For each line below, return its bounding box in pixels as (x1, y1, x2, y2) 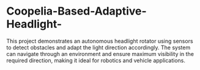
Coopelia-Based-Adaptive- (6, 4, 147, 18)
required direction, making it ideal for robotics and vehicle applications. (6, 57, 185, 64)
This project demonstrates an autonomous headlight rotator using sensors (6, 37, 194, 44)
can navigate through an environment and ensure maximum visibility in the (6, 50, 194, 57)
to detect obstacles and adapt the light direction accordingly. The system (6, 44, 191, 51)
